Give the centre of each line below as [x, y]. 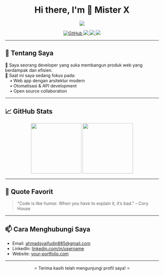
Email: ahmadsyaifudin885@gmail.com [51, 243]
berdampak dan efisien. [29, 70]
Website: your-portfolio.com [41, 254]
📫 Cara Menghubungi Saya [48, 229]
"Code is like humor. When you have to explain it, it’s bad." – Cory [83, 203]
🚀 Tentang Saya [29, 53]
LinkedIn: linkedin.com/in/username [48, 249]
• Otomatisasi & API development [43, 85]
